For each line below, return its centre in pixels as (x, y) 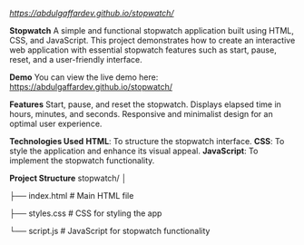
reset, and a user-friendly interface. (76, 59)
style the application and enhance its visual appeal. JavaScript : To (134, 151)
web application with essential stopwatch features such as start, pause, (143, 50)
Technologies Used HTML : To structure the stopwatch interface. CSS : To (147, 141)
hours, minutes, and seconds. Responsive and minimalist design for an (142, 114)
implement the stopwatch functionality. (82, 161)
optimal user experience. (56, 123)
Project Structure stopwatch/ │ (68, 178)
